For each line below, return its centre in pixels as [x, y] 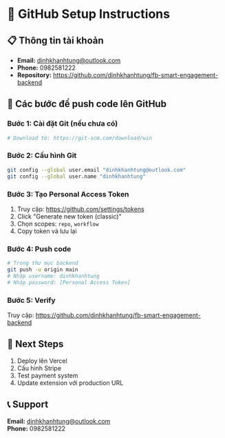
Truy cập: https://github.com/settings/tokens [81, 209]
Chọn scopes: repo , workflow [58, 223]
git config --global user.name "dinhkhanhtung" [77, 176]
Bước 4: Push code [39, 249]
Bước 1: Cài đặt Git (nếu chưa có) [63, 123]
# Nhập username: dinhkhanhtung [53, 276]
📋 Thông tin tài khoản [56, 40]
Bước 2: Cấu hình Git [42, 156]
